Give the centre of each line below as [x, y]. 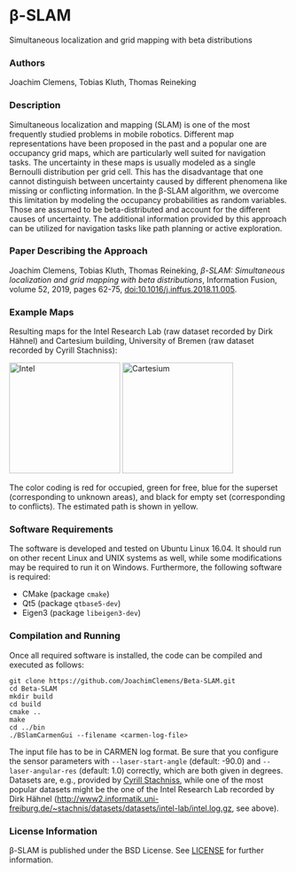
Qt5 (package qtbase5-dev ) [71, 603]
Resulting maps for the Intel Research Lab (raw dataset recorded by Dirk [141, 331]
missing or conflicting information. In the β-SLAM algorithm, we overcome [144, 191]
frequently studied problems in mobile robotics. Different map [122, 134]
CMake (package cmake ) [66, 594]
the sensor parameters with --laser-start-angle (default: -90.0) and [135, 761]
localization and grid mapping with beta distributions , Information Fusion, [143, 279]
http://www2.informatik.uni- [108, 798]
